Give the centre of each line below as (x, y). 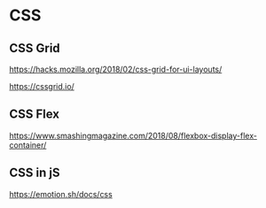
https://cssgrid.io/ (42, 86)
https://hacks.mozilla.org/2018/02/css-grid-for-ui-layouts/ (116, 69)
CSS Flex (35, 115)
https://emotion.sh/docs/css (61, 194)
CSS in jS (35, 173)
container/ (28, 145)
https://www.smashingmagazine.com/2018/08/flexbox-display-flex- (133, 135)
